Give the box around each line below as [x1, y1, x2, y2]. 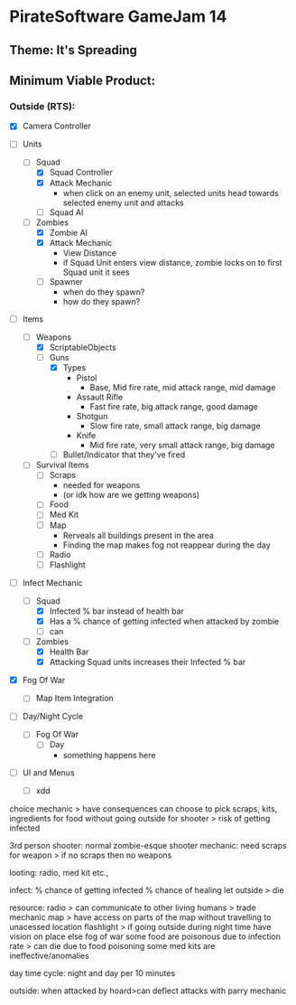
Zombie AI [49, 227, 88, 238]
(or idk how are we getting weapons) [62, 490, 200, 501]
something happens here [62, 749, 156, 760]
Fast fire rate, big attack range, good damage [89, 401, 259, 412]
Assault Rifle [76, 391, 124, 403]
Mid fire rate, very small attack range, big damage [89, 440, 275, 451]
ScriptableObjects [49, 342, 117, 353]
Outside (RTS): [9, 99, 76, 112]
